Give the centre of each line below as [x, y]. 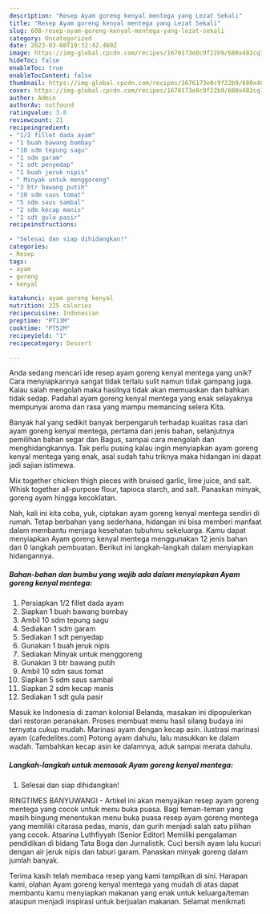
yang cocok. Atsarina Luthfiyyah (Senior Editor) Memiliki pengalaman [123, 835]
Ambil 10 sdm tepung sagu [64, 620]
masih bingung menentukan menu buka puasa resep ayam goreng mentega [134, 818]
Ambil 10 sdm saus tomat [62, 672]
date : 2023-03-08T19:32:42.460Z [63, 46]
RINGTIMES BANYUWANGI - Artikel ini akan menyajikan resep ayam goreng [134, 801]
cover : [20, 90]
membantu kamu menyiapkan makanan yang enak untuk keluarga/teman [129, 893]
